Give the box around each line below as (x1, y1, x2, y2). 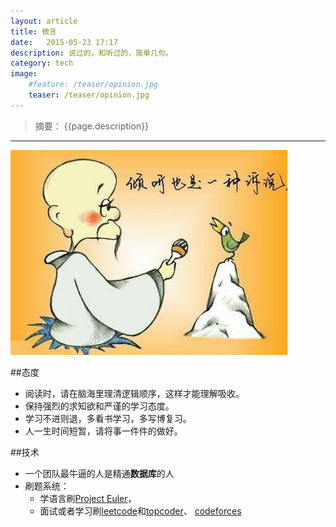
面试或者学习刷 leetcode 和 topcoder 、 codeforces (39, 505, 242, 517)
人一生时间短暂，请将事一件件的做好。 (24, 425, 183, 437)
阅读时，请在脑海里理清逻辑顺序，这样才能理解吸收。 (24, 387, 245, 399)
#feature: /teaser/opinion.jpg (28, 80, 159, 90)
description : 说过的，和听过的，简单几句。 (10, 48, 173, 58)
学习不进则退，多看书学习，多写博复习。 (24, 412, 192, 424)
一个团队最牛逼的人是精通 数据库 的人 (24, 467, 175, 479)
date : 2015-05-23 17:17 (10, 37, 118, 47)
